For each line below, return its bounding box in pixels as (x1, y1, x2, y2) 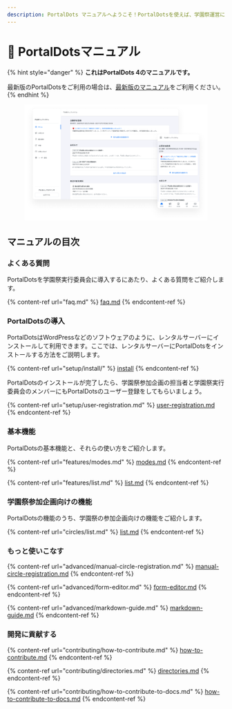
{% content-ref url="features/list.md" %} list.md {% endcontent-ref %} (7, 478, 209, 487)
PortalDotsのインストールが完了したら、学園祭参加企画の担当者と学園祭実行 (7, 378, 224, 387)
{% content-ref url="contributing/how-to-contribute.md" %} (7, 645, 178, 654)
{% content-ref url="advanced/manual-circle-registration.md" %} (7, 563, 195, 571)
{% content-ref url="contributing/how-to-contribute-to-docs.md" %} (7, 687, 204, 695)
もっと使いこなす (7, 546, 64, 556)
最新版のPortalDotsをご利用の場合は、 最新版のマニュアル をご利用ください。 (7, 83, 224, 91)
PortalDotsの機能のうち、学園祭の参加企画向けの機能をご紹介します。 (7, 514, 206, 522)
